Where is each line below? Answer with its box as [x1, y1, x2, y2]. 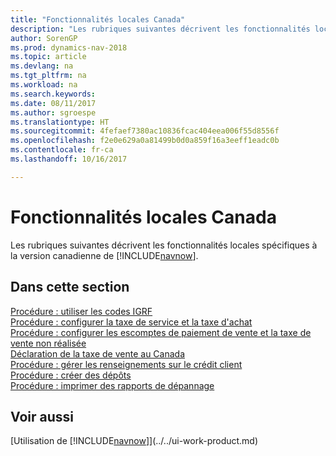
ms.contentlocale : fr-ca [10, 145, 114, 155]
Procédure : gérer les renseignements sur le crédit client [10, 358, 243, 370]
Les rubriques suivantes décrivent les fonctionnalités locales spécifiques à [10, 239, 318, 251]
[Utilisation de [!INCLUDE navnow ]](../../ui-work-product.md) [10, 435, 259, 447]
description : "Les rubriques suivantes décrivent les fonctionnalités [10, 24, 311, 34]
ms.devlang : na [10, 61, 74, 71]
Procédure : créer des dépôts [10, 369, 132, 381]
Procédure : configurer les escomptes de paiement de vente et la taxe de [10, 326, 312, 338]
